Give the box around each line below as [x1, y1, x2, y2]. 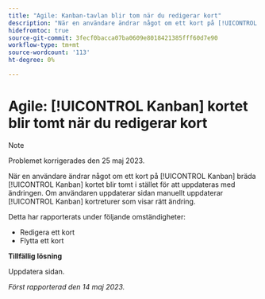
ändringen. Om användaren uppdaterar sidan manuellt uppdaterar [8, 188, 224, 197]
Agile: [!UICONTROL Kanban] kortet [8, 97, 248, 115]
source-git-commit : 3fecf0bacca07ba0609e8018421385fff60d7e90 [8, 33, 218, 42]
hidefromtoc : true [8, 26, 69, 34]
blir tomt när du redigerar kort [8, 115, 208, 132]
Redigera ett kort [19, 227, 75, 237]
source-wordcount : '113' [8, 49, 90, 56]
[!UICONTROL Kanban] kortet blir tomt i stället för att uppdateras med [8, 180, 236, 189]
